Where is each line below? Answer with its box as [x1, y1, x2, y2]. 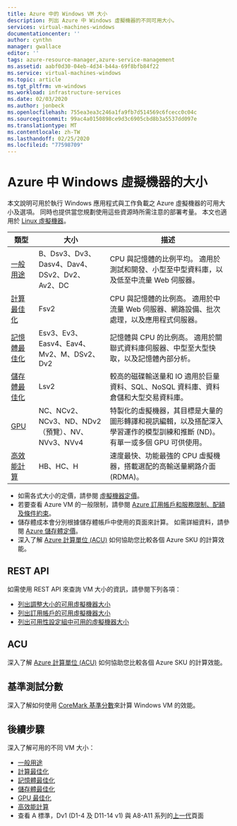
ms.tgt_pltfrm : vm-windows [7, 83, 87, 90]
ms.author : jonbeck [7, 102, 65, 109]
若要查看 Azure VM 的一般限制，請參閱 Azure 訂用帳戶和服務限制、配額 [17, 501, 226, 509]
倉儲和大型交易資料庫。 [109, 393, 188, 402]
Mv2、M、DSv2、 [38, 349, 100, 359]
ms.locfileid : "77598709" [7, 142, 83, 149]
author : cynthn [7, 37, 52, 44]
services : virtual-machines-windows [7, 23, 115, 30]
